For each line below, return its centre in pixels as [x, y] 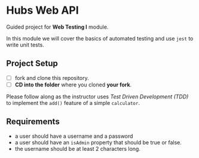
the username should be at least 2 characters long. [77, 148]
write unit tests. [25, 45]
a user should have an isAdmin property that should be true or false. [98, 142]
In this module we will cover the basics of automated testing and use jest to [100, 38]
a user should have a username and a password [74, 136]
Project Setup [32, 63]
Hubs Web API [42, 10]
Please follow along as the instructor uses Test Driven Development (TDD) [97, 97]
